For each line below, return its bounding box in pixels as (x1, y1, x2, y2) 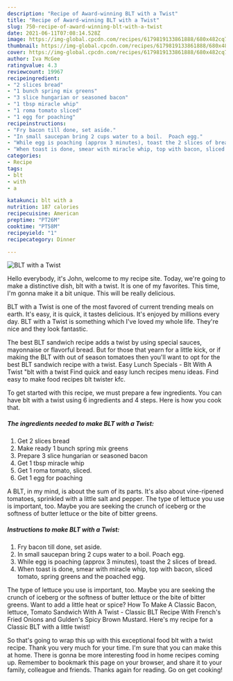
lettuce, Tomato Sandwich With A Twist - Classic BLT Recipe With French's (7, 608, 221, 616)
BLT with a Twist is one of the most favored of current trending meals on (7, 303, 214, 311)
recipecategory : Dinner (7, 236, 76, 243)
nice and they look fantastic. (7, 325, 88, 334)
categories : (7, 152, 42, 160)
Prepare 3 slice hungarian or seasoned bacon (17, 452, 148, 460)
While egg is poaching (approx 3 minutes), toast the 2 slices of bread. (17, 557, 217, 566)
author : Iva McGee (7, 56, 60, 63)
